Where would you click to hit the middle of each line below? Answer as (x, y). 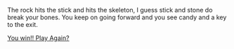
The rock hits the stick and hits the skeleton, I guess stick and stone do (110, 10)
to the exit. (23, 24)
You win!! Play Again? (38, 38)
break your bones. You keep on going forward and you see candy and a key (117, 17)
